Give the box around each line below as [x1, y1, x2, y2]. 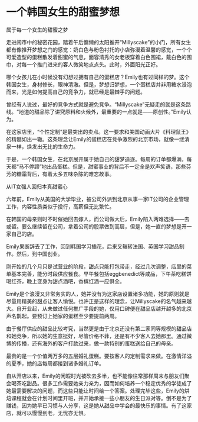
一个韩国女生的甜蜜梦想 [6, 5, 120, 19]
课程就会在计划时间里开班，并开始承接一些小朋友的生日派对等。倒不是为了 [11, 394, 192, 401]
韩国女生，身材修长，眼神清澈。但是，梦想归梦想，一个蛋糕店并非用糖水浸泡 [6, 80, 192, 88]
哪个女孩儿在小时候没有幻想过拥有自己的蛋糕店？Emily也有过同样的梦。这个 [6, 73, 190, 80]
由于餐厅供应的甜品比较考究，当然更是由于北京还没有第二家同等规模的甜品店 [6, 325, 192, 332]
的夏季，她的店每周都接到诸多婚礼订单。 [6, 359, 104, 367]
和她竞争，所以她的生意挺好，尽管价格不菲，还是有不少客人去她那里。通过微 [6, 332, 192, 339]
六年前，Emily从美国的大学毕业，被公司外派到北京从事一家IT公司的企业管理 [6, 195, 190, 202]
